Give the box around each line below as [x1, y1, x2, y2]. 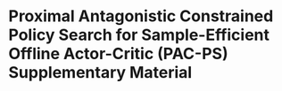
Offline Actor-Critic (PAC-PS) [8, 44, 228, 64]
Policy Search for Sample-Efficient [8, 25, 270, 45]
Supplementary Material [8, 63, 193, 83]
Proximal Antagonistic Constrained [8, 6, 274, 27]
